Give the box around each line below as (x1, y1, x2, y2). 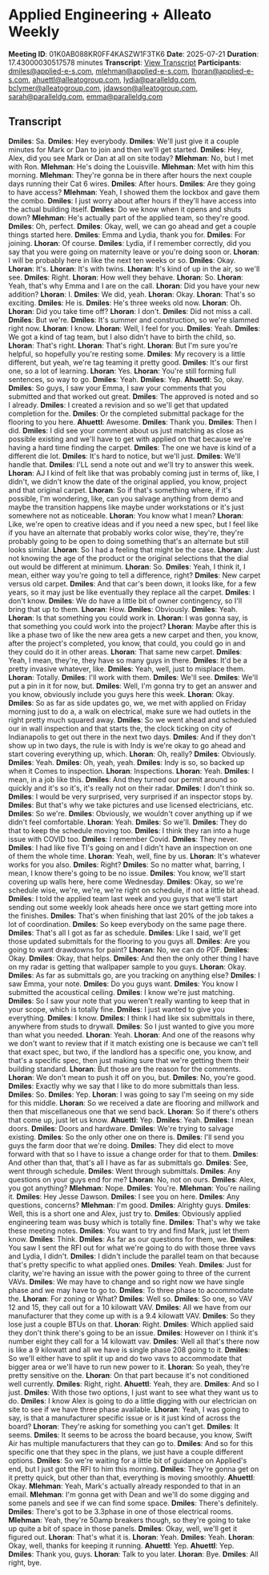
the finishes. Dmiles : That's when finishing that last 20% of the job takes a (8, 911, 254, 920)
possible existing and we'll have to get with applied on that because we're (8, 434, 252, 444)
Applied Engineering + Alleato (8, 6, 212, 24)
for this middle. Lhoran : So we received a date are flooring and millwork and (8, 1098, 259, 1107)
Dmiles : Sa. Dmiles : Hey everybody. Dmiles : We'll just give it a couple (8, 136, 239, 146)
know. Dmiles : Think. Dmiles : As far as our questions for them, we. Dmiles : (8, 1234, 256, 1243)
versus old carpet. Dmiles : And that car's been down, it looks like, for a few (8, 578, 257, 588)
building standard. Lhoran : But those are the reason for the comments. (8, 1064, 242, 1073)
